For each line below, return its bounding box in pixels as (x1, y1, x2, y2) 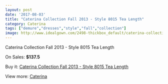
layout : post (5, 7, 32, 12)
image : (5, 30, 19, 35)
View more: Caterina (5, 73, 47, 79)
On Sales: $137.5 (5, 54, 40, 60)
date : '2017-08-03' (5, 12, 46, 17)
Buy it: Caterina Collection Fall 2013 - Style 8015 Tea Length (5, 63, 128, 69)
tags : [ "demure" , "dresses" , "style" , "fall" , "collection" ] (5, 26, 126, 31)
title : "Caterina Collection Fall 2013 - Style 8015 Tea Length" (5, 16, 144, 21)
